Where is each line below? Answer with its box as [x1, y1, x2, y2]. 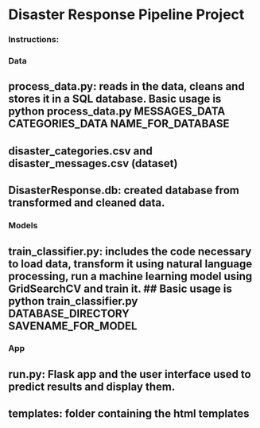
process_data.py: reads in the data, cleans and [8, 80, 245, 93]
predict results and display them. [8, 379, 176, 393]
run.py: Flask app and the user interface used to [8, 368, 252, 381]
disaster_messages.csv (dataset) [8, 157, 178, 170]
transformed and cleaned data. [8, 196, 165, 210]
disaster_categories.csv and [8, 144, 153, 158]
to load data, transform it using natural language [8, 257, 253, 270]
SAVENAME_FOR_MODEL [8, 319, 138, 333]
